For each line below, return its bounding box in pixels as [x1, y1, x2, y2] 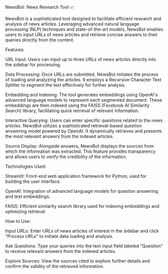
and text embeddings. [5, 193, 51, 199]
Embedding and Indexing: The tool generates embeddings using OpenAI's [5, 92, 158, 98]
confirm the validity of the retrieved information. [5, 263, 104, 269]
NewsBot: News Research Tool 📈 [5, 4, 75, 10]
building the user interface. [5, 178, 61, 184]
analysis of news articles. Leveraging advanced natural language [5, 21, 139, 27]
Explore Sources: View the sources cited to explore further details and [5, 258, 150, 264]
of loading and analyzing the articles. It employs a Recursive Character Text [5, 77, 161, 83]
